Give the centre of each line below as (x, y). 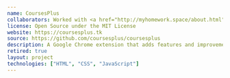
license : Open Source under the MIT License (72, 26)
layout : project (30, 58)
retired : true (27, 52)
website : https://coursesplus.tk (55, 32)
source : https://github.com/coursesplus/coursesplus (84, 39)
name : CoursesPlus (33, 13)
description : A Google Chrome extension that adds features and (101, 45)
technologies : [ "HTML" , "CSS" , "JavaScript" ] (73, 64)
